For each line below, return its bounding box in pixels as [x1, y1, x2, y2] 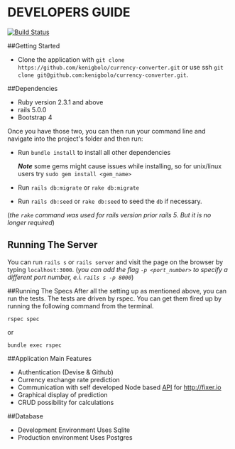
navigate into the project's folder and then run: [7, 134, 143, 143]
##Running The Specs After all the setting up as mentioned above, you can [7, 286, 227, 295]
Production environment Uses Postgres [17, 433, 133, 441]
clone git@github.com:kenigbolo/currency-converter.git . [17, 70, 189, 79]
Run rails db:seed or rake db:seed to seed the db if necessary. [17, 197, 202, 205]
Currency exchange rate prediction [17, 375, 121, 384]
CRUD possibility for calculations [17, 398, 114, 406]
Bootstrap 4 [17, 113, 53, 121]
